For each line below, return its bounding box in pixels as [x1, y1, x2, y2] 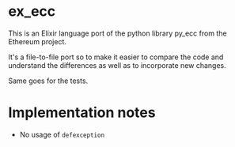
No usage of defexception [19, 130, 105, 139]
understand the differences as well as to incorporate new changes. [8, 60, 227, 70]
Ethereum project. [8, 36, 67, 46]
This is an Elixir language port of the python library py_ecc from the [8, 28, 227, 38]
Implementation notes [8, 104, 156, 122]
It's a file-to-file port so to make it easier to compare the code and [8, 52, 224, 62]
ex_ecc [8, 2, 56, 21]
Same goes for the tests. [8, 76, 89, 85]
